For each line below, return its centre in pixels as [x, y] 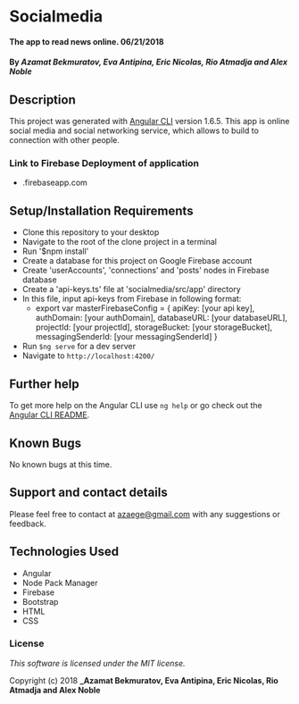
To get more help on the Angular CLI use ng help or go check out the [136, 406]
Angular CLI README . [50, 415]
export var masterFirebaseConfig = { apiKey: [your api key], [145, 308]
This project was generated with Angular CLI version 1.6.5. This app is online [149, 122]
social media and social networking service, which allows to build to [134, 130]
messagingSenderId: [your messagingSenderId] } [126, 337]
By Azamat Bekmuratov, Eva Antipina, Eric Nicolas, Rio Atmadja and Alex [149, 62]
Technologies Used [64, 552]
